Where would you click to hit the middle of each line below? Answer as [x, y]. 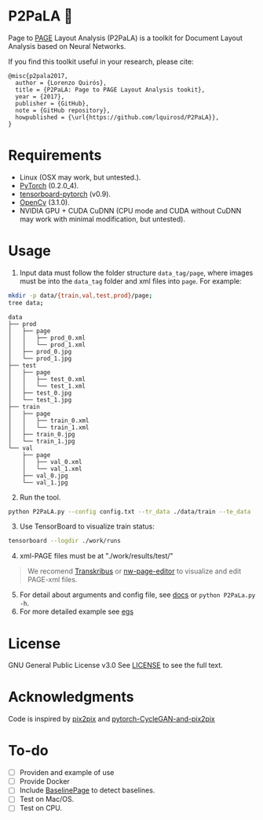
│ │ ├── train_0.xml [49, 421]
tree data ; [26, 302]
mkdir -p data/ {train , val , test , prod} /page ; [80, 295]
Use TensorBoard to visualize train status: [87, 526]
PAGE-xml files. [52, 580]
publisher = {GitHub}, [52, 103]
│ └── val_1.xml [52, 469]
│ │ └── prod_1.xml [47, 345]
